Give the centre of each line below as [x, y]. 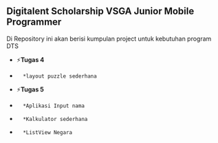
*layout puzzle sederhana [60, 76]
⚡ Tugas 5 [30, 89]
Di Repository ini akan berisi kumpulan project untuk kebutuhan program [109, 38]
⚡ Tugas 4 [30, 59]
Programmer [34, 22]
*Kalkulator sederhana [55, 119]
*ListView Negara [48, 132]
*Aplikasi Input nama [54, 106]
